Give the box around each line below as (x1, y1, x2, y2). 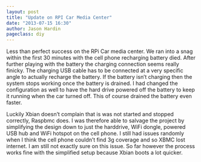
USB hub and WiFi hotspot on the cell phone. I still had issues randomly (6, 130, 185, 137)
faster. (6, 99, 22, 106)
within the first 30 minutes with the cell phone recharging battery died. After (6, 54, 196, 61)
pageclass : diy (6, 31, 45, 37)
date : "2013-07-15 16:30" (6, 20, 71, 26)
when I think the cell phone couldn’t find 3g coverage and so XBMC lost (6, 136, 186, 143)
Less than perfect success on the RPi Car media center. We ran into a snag (6, 48, 193, 55)
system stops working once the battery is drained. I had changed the (6, 79, 179, 87)
